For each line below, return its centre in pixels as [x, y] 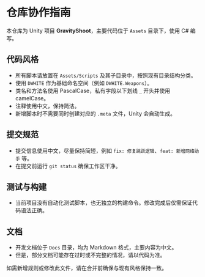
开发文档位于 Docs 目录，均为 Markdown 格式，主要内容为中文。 [96, 248]
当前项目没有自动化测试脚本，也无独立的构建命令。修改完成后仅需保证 [104, 203]
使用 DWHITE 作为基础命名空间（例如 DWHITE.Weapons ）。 [84, 83]
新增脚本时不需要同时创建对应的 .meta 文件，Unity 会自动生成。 [95, 113]
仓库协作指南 [39, 13]
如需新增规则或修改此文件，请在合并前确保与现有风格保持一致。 [87, 268]
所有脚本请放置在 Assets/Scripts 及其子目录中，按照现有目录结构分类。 [106, 75]
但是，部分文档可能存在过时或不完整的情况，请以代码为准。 [90, 255]
